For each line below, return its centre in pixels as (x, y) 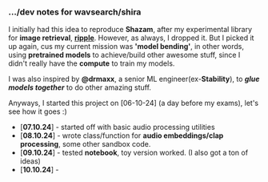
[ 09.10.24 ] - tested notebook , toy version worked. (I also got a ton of (134, 153)
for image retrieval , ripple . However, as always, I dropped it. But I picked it (131, 38)
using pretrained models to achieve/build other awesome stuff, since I (124, 55)
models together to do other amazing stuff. (80, 87)
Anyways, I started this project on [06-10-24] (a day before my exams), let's (133, 103)
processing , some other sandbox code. (85, 144)
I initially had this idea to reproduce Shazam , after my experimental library (130, 30)
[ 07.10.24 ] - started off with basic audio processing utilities (117, 127)
